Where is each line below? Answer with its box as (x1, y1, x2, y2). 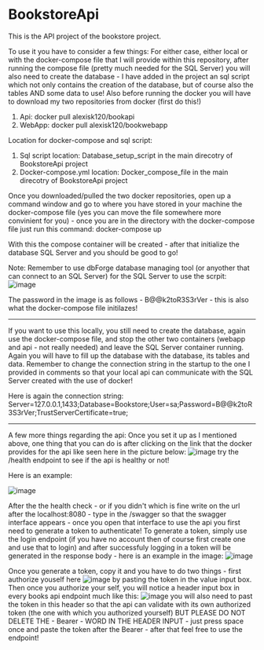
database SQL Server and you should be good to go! (8, 247, 178, 257)
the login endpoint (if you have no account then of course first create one (8, 534, 246, 543)
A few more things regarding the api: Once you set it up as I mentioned (8, 430, 237, 440)
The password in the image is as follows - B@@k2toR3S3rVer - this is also (8, 294, 249, 304)
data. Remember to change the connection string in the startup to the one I (8, 359, 251, 368)
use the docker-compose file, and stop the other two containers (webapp (8, 334, 246, 343)
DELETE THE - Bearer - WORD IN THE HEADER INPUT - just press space (8, 616, 244, 626)
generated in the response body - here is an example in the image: (8, 551, 224, 561)
